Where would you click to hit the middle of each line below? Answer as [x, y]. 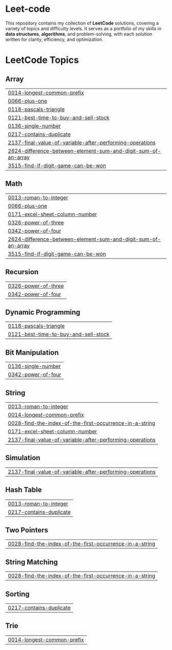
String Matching [31, 562]
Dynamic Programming [43, 312]
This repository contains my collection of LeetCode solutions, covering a [82, 23]
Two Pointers [27, 530]
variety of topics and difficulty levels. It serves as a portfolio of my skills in [83, 28]
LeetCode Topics [42, 60]
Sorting [17, 594]
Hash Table [24, 490]
